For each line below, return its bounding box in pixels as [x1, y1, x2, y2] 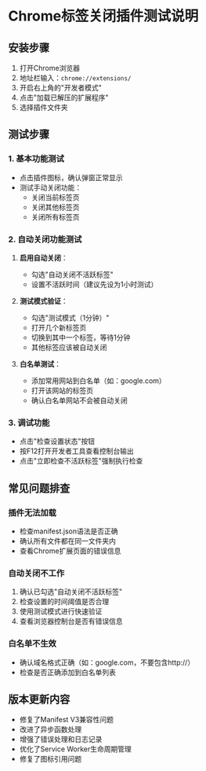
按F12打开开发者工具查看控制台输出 [19, 446, 135, 456]
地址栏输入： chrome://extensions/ [19, 73, 132, 83]
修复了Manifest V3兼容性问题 [19, 715, 114, 725]
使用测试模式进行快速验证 [19, 607, 103, 616]
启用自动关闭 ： [19, 253, 68, 262]
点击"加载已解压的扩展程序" [19, 93, 109, 102]
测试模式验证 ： [19, 296, 68, 305]
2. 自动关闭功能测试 [8, 234, 82, 245]
